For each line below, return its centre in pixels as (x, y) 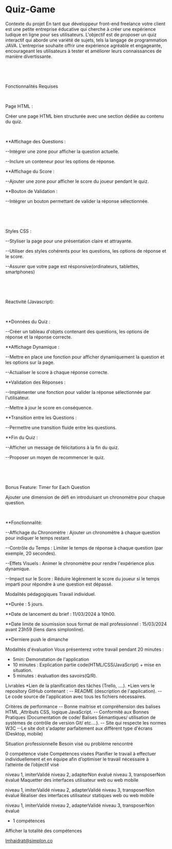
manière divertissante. (29, 56)
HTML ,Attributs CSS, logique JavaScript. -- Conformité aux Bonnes (77, 712)
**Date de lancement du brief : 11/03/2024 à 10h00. (61, 614)
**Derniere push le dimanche (37, 639)
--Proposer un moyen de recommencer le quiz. (55, 457)
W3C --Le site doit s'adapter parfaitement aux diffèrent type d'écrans (79, 728)
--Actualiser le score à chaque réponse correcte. (57, 372)
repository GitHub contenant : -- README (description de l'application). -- (84, 691)
